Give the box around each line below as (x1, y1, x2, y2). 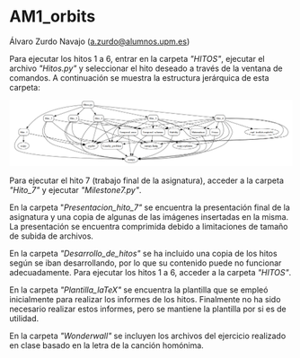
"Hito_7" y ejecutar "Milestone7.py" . (9, 184, 142, 195)
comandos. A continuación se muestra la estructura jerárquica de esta (9, 72, 269, 83)
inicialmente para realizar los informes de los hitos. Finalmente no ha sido (9, 293, 281, 304)
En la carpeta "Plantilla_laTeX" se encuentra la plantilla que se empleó (9, 284, 269, 295)
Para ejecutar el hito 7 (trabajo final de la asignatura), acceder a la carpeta (9, 175, 285, 186)
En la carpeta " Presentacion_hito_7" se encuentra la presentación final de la (9, 202, 290, 213)
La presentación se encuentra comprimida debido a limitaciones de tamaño (9, 221, 289, 231)
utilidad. (9, 312, 40, 324)
